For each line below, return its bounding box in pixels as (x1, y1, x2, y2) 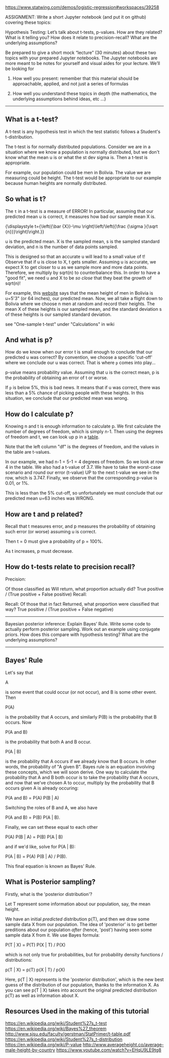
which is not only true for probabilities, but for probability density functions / (5, 951, 163, 957)
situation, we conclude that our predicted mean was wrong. (5, 395, 129, 401)
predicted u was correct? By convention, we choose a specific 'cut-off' (5, 355, 152, 361)
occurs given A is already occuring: (5, 785, 79, 791)
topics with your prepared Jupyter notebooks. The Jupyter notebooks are (5, 55, 158, 61)
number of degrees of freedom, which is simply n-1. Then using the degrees (5, 429, 163, 435)
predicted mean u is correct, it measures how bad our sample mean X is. (5, 214, 156, 220)
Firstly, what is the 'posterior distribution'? (5, 891, 93, 897)
